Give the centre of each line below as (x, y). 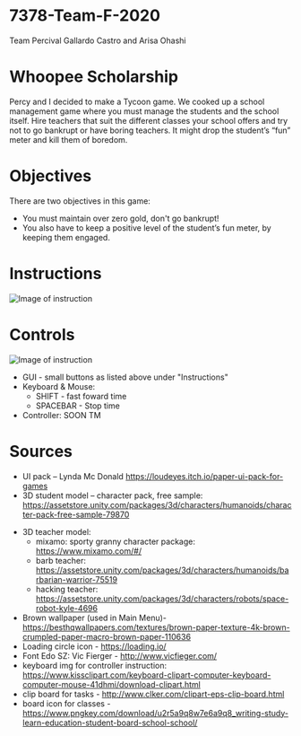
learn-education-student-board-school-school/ (110, 723)
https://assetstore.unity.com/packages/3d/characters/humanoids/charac (157, 504)
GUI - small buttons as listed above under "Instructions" (125, 377)
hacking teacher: (67, 589)
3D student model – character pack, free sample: (112, 495)
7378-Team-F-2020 (85, 16)
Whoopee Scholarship (94, 77)
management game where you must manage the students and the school (144, 111)
